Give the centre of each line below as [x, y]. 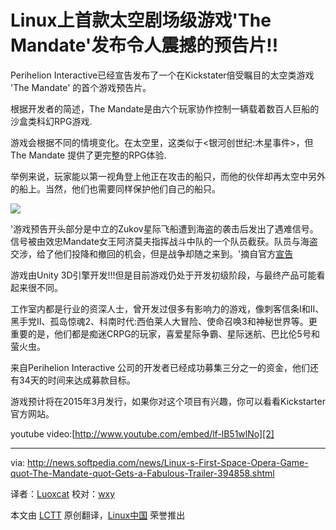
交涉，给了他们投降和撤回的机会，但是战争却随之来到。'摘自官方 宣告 [152, 253]
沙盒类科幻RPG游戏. [51, 121]
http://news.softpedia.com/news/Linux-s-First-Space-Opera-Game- [168, 462]
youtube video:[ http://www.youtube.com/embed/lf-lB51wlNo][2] [142, 433]
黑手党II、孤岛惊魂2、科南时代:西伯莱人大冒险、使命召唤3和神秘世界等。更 [164, 321]
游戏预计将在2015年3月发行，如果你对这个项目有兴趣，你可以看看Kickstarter [168, 401]
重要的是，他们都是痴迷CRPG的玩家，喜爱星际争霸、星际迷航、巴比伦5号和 [165, 333]
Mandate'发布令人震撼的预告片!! [144, 45]
